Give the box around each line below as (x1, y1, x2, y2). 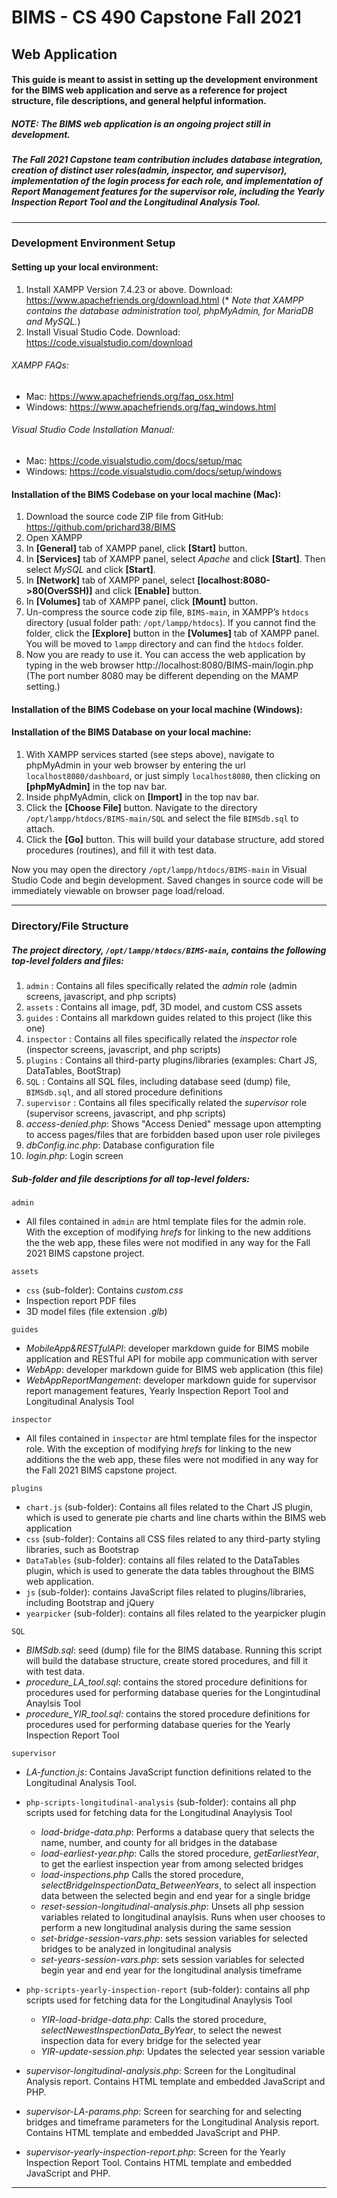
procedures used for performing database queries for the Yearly (25, 1718, 291, 1730)
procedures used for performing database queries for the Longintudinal (25, 1686, 321, 1698)
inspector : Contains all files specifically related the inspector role (25, 1032, 298, 1045)
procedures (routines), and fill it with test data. (25, 844, 218, 856)
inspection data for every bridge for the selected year (40, 2034, 262, 2046)
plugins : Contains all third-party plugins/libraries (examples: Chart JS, (25, 1054, 318, 1066)
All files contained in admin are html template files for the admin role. (25, 1215, 307, 1227)
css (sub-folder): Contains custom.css (25, 1284, 184, 1296)
